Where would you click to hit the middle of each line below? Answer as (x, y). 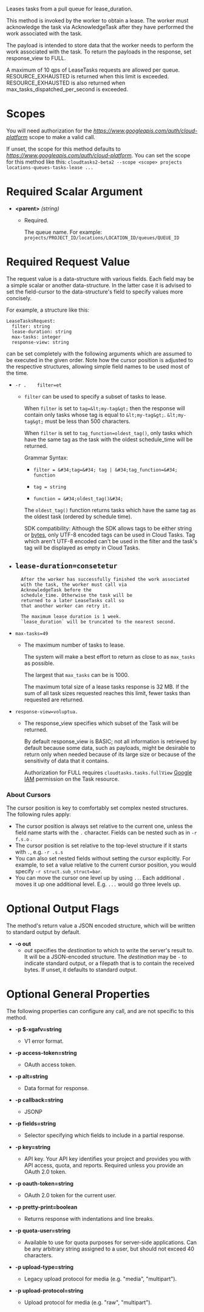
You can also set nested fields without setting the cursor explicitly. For (103, 858)
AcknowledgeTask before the (56, 590)
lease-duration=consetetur (66, 566)
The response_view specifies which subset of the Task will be (101, 723)
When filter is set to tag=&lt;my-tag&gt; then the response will (104, 408)
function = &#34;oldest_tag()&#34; (78, 499)
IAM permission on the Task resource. (72, 779)
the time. (17, 373)
